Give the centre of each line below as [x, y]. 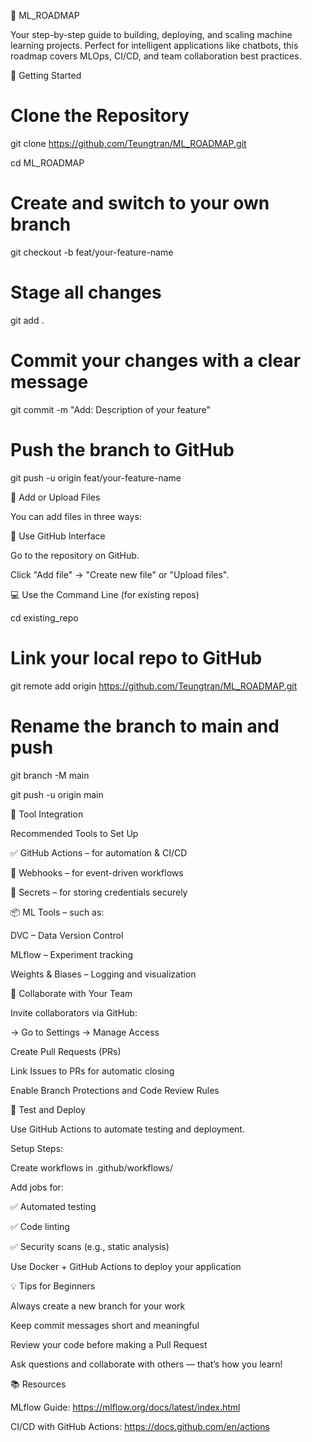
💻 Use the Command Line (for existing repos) [105, 594]
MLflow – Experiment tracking [72, 954]
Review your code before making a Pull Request [109, 1344]
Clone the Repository [100, 116]
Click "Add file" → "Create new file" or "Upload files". [120, 574]
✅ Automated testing [53, 1206]
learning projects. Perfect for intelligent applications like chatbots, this [154, 45]
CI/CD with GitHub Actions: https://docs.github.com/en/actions [140, 1426]
